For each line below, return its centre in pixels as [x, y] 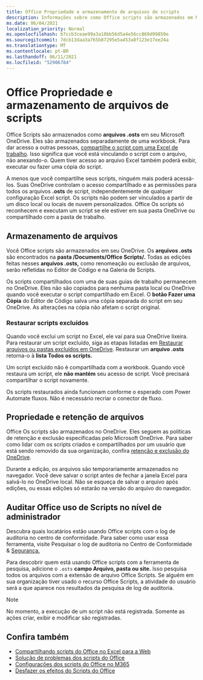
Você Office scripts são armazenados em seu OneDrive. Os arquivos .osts [99, 251]
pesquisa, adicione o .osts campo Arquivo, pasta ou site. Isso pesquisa [97, 569]
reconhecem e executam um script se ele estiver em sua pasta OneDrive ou [101, 211]
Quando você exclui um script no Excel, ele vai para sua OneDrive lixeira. [97, 336]
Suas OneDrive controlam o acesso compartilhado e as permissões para [107, 185]
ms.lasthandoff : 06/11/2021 [42, 57]
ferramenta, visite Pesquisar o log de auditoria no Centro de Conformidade [99, 544]
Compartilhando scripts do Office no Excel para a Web [83, 651]
